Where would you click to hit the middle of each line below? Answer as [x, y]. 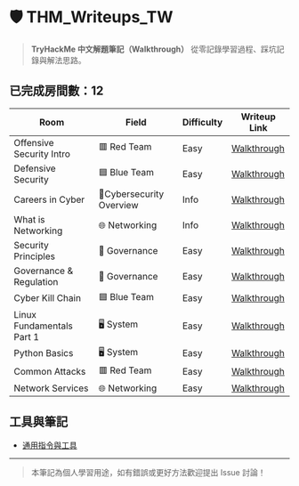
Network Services [51, 388]
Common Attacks [50, 372]
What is [30, 219]
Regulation [36, 281]
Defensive [35, 168]
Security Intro [42, 154]
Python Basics [44, 353]
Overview [118, 205]
